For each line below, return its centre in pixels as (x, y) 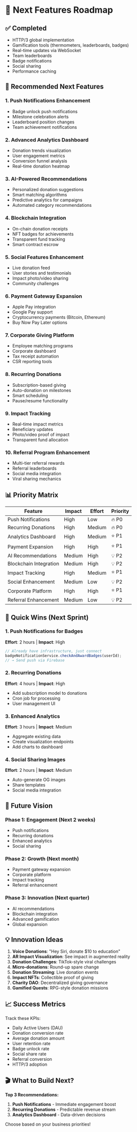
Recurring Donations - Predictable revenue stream (64, 1109)
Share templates (29, 785)
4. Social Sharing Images (35, 760)
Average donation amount (38, 1038)
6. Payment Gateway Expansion (44, 296)
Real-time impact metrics (38, 424)
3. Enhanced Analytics (33, 716)
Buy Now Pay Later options (40, 323)
